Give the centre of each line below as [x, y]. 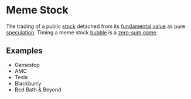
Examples [24, 51]
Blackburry [28, 83]
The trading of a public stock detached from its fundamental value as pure [96, 26]
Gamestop [27, 65]
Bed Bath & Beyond [38, 89]
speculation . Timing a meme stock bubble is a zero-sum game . [82, 32]
